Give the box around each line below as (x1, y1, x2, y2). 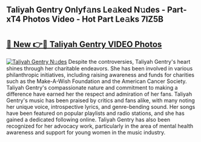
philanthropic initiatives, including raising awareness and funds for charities (6, 72, 195, 78)
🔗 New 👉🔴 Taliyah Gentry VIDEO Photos (6, 39, 162, 49)
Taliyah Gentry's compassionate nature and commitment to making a (6, 84, 178, 91)
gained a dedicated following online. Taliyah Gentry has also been (6, 116, 171, 123)
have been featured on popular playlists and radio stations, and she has (6, 110, 185, 117)
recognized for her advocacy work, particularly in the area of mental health (6, 123, 194, 129)
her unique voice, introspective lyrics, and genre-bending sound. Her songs (6, 103, 196, 110)
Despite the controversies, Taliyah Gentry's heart (68, 58, 191, 65)
